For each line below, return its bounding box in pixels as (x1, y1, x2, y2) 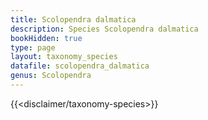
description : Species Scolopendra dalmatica (10, 24, 199, 34)
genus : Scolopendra (10, 71, 92, 81)
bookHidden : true (10, 33, 83, 43)
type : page (10, 42, 56, 53)
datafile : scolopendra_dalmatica (10, 61, 150, 71)
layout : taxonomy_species (10, 52, 118, 62)
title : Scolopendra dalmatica (10, 14, 137, 25)
